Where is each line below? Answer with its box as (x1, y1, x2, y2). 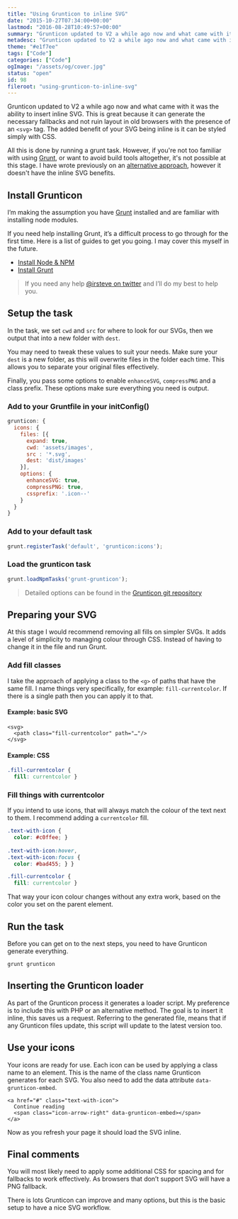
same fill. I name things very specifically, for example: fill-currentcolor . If (7, 684, 227, 692)
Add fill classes (7, 661, 62, 670)
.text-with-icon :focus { (7, 853, 81, 861)
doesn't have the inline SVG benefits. (7, 169, 115, 177)
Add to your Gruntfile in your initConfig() (7, 401, 150, 411)
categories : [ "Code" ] (7, 57, 72, 64)
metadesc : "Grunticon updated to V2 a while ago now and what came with (7, 37, 227, 44)
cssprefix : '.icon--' (25, 490, 91, 497)
